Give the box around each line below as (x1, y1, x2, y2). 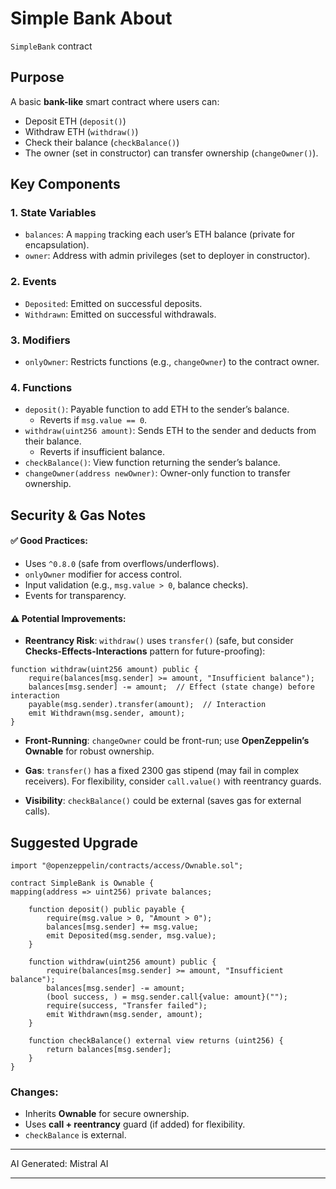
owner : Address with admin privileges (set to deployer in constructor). (24, 250, 311, 262)
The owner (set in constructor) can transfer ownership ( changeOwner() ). (24, 147, 319, 159)
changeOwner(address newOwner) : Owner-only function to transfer (24, 467, 291, 479)
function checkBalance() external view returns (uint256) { (28, 1035, 284, 1046)
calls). (24, 805, 51, 817)
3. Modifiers (10, 333, 71, 347)
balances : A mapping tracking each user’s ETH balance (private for (24, 228, 295, 241)
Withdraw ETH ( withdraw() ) (24, 125, 139, 137)
